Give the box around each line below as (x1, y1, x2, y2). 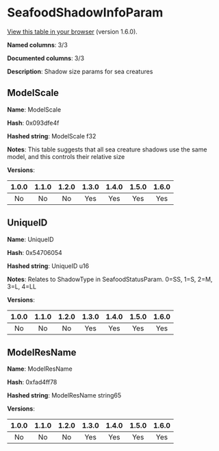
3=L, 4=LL (7, 282, 36, 291)
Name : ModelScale (7, 105, 62, 114)
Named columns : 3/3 (7, 40, 68, 49)
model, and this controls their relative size (7, 152, 125, 160)
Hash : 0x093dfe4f (7, 119, 60, 127)
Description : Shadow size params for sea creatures (7, 67, 153, 75)
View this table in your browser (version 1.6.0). (7, 27, 138, 36)
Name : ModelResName (7, 365, 73, 373)
